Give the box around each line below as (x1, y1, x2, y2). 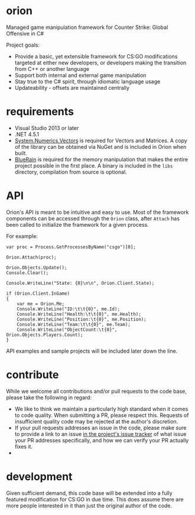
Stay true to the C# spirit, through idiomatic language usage (14, 78, 161, 85)
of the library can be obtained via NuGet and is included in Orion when (14, 143, 187, 150)
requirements (6, 105, 74, 119)
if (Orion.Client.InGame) (6, 291, 70, 296)
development (6, 470, 73, 483)
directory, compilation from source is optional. (14, 168, 127, 175)
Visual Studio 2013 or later (14, 124, 79, 131)
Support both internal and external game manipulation (14, 71, 147, 79)
